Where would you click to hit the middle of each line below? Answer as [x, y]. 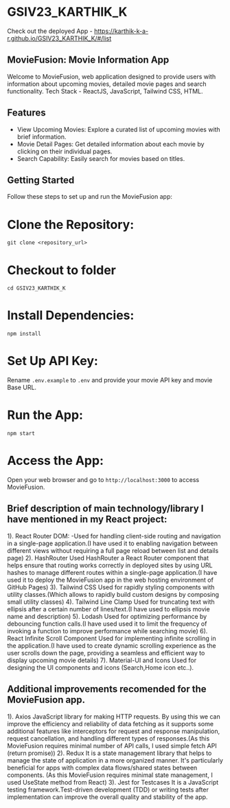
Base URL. [22, 387]
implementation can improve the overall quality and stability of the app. [107, 797]
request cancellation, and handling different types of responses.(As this [108, 738]
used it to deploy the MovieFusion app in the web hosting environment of [111, 580]
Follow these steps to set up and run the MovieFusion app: [90, 197]
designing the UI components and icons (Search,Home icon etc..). [101, 667]
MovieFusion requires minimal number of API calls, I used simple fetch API [112, 745]
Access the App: [56, 461]
